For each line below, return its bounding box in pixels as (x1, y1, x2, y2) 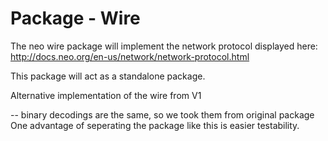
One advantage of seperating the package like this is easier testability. (10, 119, 300, 131)
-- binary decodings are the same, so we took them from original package (10, 108, 315, 121)
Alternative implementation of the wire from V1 (10, 89, 202, 101)
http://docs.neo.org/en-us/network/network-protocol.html (10, 50, 250, 62)
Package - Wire (10, 7, 141, 30)
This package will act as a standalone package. (10, 70, 206, 82)
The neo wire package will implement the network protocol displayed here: (10, 40, 318, 52)
